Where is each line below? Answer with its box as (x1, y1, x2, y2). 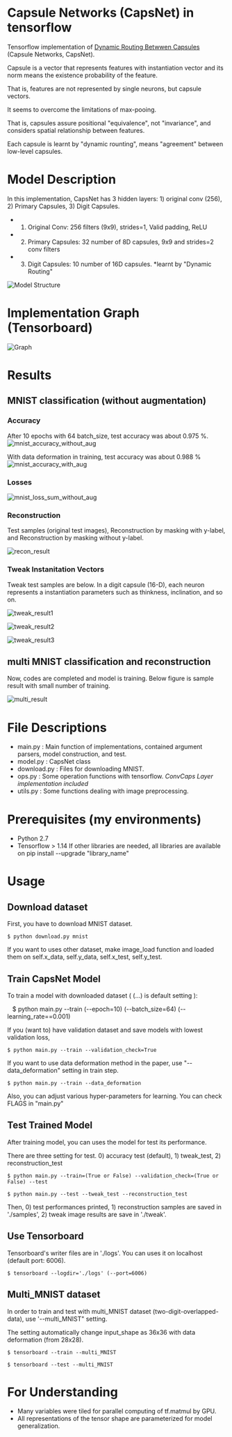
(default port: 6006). (7, 1256, 66, 1264)
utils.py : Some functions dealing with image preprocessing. (17, 787, 189, 795)
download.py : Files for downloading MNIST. (17, 764, 144, 774)
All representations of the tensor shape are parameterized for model (17, 1415, 213, 1423)
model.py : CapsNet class (17, 757, 91, 766)
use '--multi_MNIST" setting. (25, 1314, 108, 1323)
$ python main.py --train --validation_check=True (7, 1046, 157, 1054)
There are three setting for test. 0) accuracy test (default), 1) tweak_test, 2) (7, 1151, 221, 1160)
